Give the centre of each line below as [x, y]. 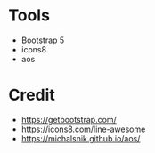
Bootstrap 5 [43, 40]
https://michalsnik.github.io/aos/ [81, 138]
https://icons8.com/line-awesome [83, 129]
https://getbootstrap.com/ [69, 119]
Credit [32, 95]
